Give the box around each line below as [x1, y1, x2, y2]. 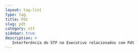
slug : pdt [5, 21, 26, 27]
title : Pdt [5, 17, 28, 22]
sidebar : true [5, 31, 35, 36]
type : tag [5, 12, 26, 17]
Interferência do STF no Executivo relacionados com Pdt [12, 40, 135, 45]
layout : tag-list [5, 7, 42, 13]
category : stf [5, 26, 35, 31]
